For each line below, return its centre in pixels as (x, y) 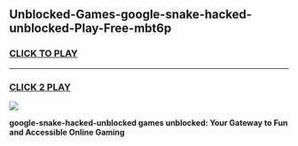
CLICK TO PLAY (43, 54)
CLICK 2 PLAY (40, 87)
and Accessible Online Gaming (67, 132)
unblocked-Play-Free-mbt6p (90, 29)
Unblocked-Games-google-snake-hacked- (131, 15)
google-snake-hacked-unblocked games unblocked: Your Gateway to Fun (149, 122)
